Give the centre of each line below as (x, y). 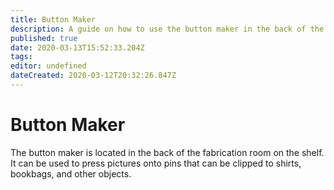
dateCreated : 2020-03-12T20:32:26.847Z (93, 76)
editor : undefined (48, 66)
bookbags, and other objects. (71, 173)
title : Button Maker (53, 19)
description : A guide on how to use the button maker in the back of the (167, 29)
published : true (44, 38)
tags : (21, 57)
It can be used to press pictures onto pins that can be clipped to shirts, (156, 163)
